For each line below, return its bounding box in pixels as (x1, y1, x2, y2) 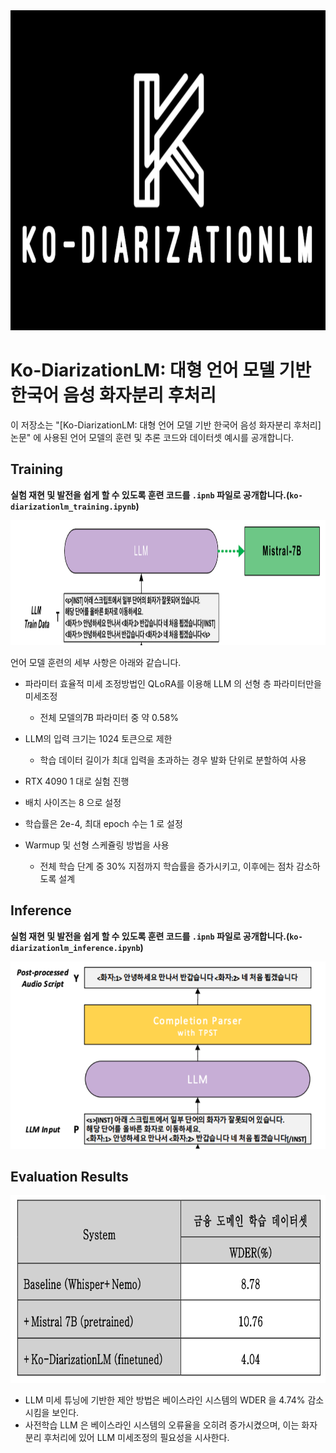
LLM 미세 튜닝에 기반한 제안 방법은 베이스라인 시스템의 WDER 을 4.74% (24, 1394, 306, 1406)
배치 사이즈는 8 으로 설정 (24, 796, 122, 808)
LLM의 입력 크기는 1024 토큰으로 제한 (24, 732, 173, 744)
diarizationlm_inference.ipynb (10, 943, 141, 953)
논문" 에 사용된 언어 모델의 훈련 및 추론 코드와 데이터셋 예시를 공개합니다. (10, 431, 295, 443)
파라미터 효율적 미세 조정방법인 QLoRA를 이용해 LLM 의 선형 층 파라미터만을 (24, 677, 322, 689)
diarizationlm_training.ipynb (10, 502, 137, 512)
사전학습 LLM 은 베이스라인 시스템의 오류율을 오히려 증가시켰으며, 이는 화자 (24, 1419, 318, 1431)
